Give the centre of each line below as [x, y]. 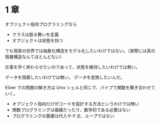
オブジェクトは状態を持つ [37, 40]
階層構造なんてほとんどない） [35, 56]
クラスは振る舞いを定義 [35, 34]
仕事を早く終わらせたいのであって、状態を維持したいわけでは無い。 [73, 67]
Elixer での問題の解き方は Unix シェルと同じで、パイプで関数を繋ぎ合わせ [78, 87]
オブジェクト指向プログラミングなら [41, 24]
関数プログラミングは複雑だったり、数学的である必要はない [71, 109]
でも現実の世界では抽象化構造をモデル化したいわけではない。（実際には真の [80, 51]
